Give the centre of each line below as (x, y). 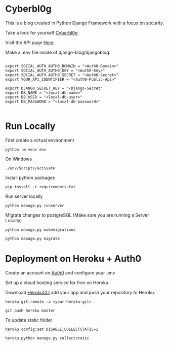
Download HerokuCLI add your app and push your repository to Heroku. (80, 292)
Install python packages (30, 178)
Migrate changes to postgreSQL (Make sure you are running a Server (77, 215)
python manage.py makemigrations (40, 230)
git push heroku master (30, 310)
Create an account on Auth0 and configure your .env (60, 272)
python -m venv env (26, 149)
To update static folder (29, 320)
